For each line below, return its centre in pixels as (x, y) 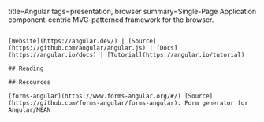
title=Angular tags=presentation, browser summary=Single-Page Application (132, 11)
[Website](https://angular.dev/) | (67, 41)
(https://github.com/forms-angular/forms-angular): (95, 103)
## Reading (26, 68)
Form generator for (216, 103)
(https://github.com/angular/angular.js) (77, 48)
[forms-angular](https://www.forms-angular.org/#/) (95, 96)
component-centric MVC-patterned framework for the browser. (111, 20)
